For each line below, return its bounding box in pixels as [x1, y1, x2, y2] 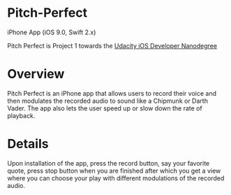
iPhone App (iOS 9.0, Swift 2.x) [7, 28, 96, 36]
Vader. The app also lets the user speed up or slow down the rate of [7, 103, 202, 113]
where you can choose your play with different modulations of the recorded [7, 173, 225, 182]
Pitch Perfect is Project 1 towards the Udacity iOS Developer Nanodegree [7, 41, 218, 50]
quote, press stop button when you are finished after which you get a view [7, 166, 221, 175]
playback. [7, 111, 36, 120]
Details [7, 136, 49, 152]
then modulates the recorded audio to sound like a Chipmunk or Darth [7, 96, 208, 105]
